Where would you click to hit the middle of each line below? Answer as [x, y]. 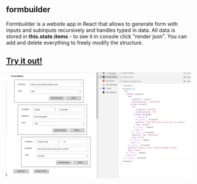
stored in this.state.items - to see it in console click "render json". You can [97, 36]
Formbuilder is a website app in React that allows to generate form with [92, 24]
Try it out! [24, 61]
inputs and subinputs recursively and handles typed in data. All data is [91, 30]
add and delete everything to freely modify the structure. [75, 42]
